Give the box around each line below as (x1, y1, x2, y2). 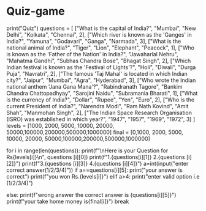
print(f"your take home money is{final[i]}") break (6, 198, 129, 205)
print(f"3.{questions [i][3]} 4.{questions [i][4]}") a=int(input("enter (21, 160, 189, 167)
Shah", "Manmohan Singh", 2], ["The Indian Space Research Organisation (6, 109, 192, 116)
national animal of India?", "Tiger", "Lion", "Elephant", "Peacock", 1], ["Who (6, 44, 195, 51)
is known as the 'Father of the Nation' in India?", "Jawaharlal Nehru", (6, 50, 178, 57)
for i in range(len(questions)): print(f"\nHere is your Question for (6, 147, 169, 154)
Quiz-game (6, 4, 66, 18)
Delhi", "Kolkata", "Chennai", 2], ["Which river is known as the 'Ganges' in (6, 31, 192, 38)
